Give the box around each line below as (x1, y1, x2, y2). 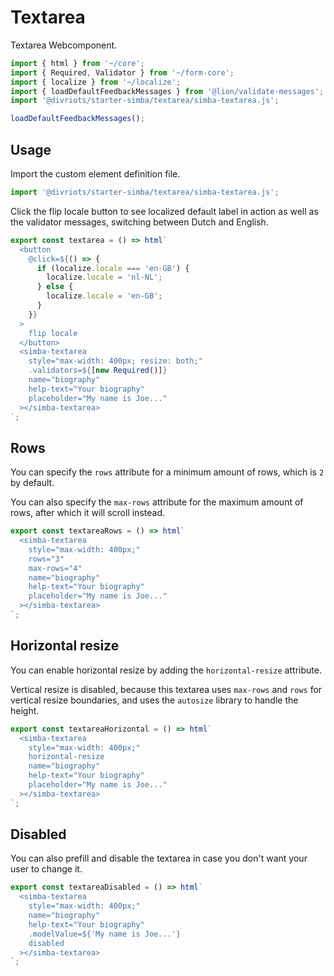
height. (10, 704, 40, 716)
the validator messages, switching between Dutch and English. (10, 216, 269, 228)
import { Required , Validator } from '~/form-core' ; (10, 67, 235, 78)
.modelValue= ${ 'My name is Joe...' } (28, 929, 182, 939)
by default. (10, 477, 55, 489)
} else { (36, 282, 74, 292)
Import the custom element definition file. (10, 168, 181, 180)
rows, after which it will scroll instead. (10, 507, 165, 519)
